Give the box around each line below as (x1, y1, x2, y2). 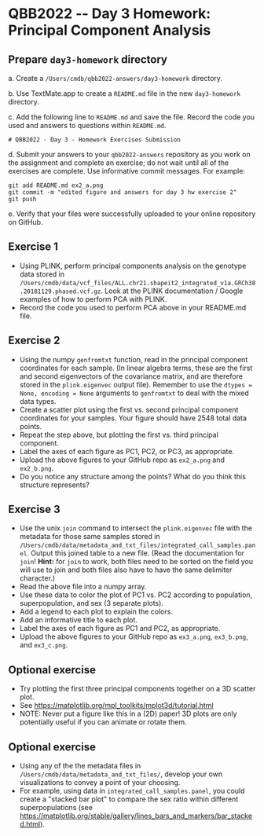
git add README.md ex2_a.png (8, 181, 104, 189)
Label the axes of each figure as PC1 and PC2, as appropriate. (19, 624, 221, 633)
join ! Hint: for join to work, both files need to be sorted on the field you (19, 557, 254, 566)
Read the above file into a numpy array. (19, 582, 147, 592)
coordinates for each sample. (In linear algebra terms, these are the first (19, 363, 253, 372)
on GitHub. (8, 218, 43, 226)
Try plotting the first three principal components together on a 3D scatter (19, 684, 256, 694)
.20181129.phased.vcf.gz (19, 288, 101, 295)
